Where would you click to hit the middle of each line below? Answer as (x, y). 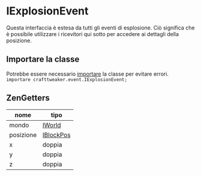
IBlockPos (56, 135)
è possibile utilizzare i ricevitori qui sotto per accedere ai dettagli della (92, 34)
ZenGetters (28, 98)
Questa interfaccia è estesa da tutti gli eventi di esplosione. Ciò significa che (100, 28)
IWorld (52, 125)
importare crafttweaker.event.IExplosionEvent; (67, 79)
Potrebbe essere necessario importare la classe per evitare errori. (88, 74)
